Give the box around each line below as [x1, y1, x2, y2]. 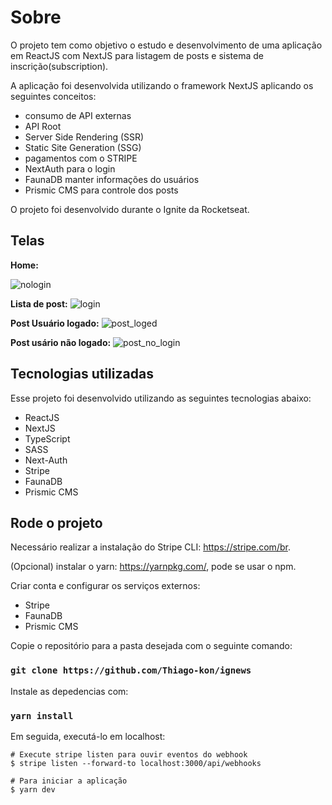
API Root [24, 120, 62, 132]
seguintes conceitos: [10, 90, 97, 102]
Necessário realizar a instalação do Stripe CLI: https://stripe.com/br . [10, 541, 291, 553]
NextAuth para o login [24, 162, 116, 175]
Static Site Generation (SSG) [24, 141, 142, 153]
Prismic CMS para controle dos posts [24, 184, 179, 196]
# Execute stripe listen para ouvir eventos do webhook [10, 749, 248, 760]
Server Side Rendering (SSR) [24, 131, 145, 143]
